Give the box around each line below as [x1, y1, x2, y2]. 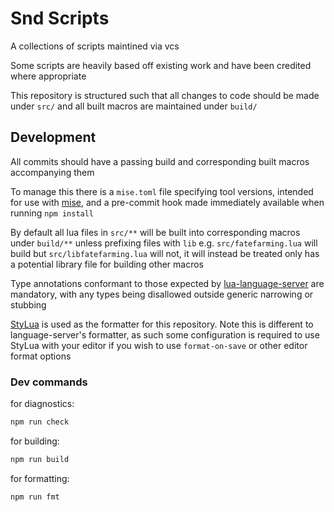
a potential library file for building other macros [10, 258, 204, 270]
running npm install [10, 207, 95, 219]
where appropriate [10, 70, 87, 82]
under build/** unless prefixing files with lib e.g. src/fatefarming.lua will [10, 237, 318, 249]
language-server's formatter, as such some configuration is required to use [10, 328, 320, 341]
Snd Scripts [10, 7, 110, 30]
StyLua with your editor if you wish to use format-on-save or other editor [10, 339, 308, 351]
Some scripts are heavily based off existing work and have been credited [10, 59, 312, 71]
